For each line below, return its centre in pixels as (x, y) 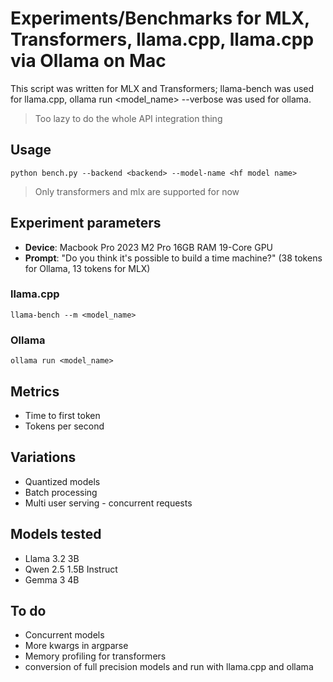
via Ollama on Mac (88, 61)
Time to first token (62, 415)
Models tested (56, 534)
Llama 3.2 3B (52, 558)
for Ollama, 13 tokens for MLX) (87, 268)
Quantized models (62, 481)
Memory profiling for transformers (95, 656)
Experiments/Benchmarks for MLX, (160, 18)
